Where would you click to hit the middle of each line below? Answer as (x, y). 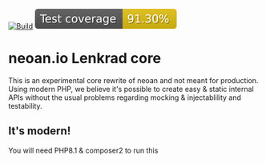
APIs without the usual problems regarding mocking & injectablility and (125, 97)
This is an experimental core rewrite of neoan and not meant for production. (133, 80)
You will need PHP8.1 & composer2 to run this (83, 150)
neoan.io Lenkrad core (85, 59)
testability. (25, 105)
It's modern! (40, 131)
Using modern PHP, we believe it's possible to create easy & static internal (131, 89)
